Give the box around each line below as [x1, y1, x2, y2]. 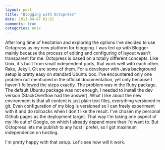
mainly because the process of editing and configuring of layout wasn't [5, 50, 151, 56]
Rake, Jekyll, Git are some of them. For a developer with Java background [5, 66, 156, 72]
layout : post [5, 7, 32, 12]
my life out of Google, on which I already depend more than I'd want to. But [5, 119, 159, 125]
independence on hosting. [5, 130, 59, 136]
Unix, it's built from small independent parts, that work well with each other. [5, 61, 160, 67]
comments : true [5, 21, 37, 26]
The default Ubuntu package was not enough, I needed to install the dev [5, 87, 153, 93]
